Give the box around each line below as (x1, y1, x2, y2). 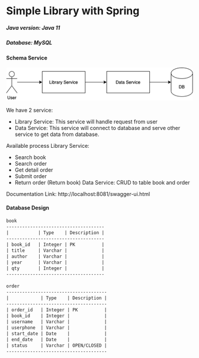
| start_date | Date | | (6, 331, 108, 337)
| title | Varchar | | (6, 248, 105, 254)
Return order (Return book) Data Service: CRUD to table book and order (14, 179, 190, 186)
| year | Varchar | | (6, 259, 105, 265)
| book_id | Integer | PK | (6, 242, 105, 248)
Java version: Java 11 (6, 24, 60, 31)
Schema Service (6, 54, 47, 61)
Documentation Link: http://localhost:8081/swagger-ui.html (6, 191, 150, 198)
